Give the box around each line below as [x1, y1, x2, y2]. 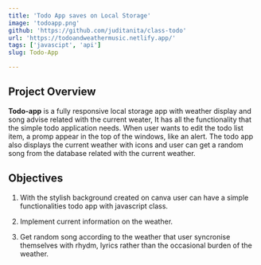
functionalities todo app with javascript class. [19, 201, 169, 211]
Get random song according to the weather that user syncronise [19, 232, 231, 241]
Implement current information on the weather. [19, 216, 173, 226]
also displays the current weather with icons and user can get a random [8, 140, 244, 150]
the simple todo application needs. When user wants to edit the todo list [8, 123, 244, 132]
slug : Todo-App [8, 49, 59, 57]
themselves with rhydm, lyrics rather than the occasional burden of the [19, 240, 252, 250]
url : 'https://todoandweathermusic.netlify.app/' [8, 33, 177, 42]
